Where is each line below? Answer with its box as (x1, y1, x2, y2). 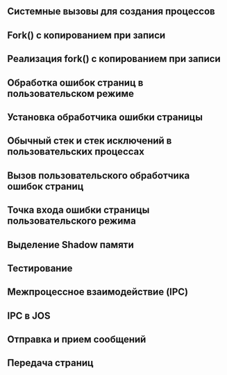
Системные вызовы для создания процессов (7, 6, 215, 17)
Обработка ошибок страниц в (7, 77, 144, 89)
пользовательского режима (7, 215, 137, 227)
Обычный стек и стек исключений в (7, 135, 172, 147)
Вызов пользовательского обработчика (7, 169, 190, 181)
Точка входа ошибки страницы (7, 204, 150, 216)
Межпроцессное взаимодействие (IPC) (7, 286, 189, 298)
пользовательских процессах (7, 146, 144, 158)
